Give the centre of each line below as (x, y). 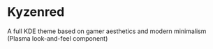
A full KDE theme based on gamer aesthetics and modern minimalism (107, 31)
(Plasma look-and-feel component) (58, 38)
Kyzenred (36, 12)
